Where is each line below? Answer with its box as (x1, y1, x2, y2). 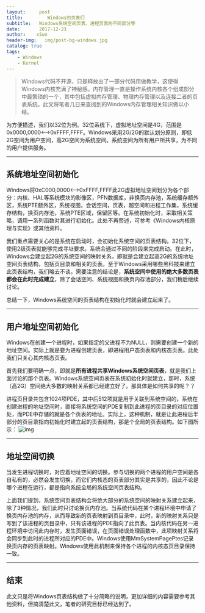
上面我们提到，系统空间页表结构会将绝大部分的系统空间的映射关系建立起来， (6, 496, 199, 504)
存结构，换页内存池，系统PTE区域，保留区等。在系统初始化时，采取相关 (6, 209, 188, 217)
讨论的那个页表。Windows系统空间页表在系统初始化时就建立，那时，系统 (11, 375, 196, 382)
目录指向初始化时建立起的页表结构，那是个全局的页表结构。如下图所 (27, 418, 199, 426)
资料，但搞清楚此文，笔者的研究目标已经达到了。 (11, 600, 135, 608)
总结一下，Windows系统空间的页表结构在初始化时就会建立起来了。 (6, 296, 174, 304)
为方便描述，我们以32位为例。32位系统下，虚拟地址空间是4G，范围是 (6, 121, 182, 128)
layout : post (6, 9, 51, 15)
